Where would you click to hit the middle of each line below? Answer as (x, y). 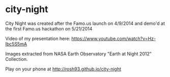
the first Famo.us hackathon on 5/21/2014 (49, 28)
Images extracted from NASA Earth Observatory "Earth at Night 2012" (78, 54)
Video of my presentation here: (38, 38)
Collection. (17, 59)
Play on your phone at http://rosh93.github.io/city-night (63, 69)
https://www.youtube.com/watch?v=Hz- (114, 38)
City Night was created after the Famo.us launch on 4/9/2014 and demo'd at (85, 23)
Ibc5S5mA (16, 44)
